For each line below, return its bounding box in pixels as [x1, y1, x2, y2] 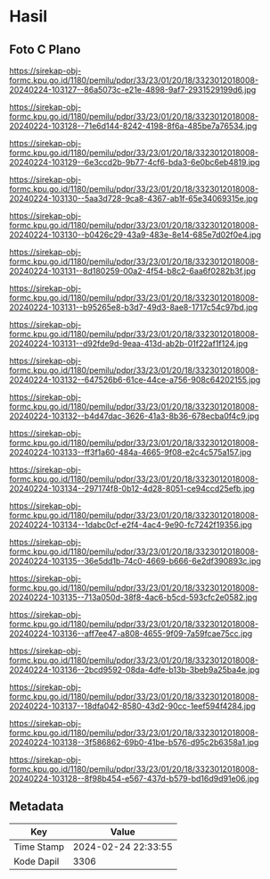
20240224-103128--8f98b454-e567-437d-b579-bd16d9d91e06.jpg [9, 774, 260, 784]
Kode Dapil [13, 855, 60, 867]
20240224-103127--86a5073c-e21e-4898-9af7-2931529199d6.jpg [9, 85, 257, 95]
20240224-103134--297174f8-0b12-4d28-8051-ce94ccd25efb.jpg [9, 484, 256, 493]
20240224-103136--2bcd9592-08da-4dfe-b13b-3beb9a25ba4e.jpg [9, 665, 260, 675]
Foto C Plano [9, 42, 81, 57]
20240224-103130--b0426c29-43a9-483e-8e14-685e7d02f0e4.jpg [9, 229, 261, 240]
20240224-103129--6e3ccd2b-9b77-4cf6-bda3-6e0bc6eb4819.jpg [9, 157, 260, 167]
